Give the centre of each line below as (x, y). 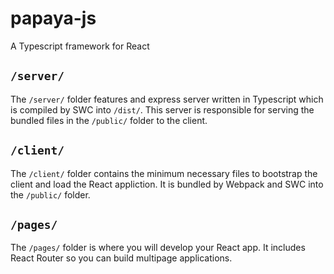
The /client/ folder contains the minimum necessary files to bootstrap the (164, 173)
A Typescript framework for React (80, 46)
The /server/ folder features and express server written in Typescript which (167, 99)
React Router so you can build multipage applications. (121, 258)
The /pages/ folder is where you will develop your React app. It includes (158, 248)
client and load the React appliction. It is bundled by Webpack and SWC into (167, 184)
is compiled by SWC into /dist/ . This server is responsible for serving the (162, 109)
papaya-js (53, 18)
